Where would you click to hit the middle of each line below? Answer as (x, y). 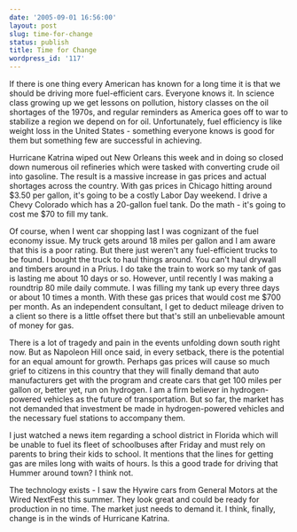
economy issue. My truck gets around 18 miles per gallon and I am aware (143, 241)
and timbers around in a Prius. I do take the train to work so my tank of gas (145, 269)
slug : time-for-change (51, 34)
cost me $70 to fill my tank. (59, 214)
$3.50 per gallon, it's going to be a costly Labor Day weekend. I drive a (138, 195)
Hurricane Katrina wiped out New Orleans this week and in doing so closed (146, 157)
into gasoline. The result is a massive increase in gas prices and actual (138, 176)
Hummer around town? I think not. (71, 473)
